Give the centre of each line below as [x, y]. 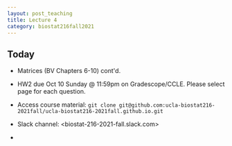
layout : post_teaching [40, 13]
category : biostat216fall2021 [51, 26]
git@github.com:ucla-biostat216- [167, 105]
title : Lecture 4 [32, 20]
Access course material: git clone [66, 105]
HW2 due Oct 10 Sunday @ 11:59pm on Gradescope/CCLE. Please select [121, 84]
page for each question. [51, 92]
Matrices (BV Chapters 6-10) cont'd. [69, 71]
